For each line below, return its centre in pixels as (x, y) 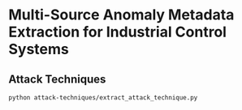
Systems (39, 49)
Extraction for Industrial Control (118, 32)
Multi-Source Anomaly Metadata (121, 15)
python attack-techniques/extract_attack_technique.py (103, 98)
